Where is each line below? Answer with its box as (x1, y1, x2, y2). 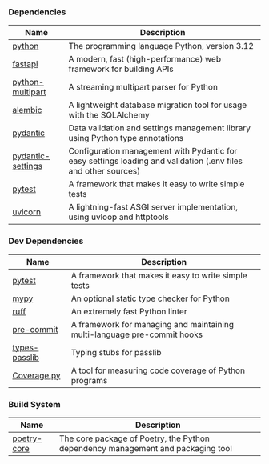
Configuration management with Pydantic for (68, 146, 238, 157)
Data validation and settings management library (68, 122, 251, 134)
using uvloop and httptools (68, 211, 170, 222)
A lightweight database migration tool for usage (68, 99, 247, 110)
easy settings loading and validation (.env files (68, 155, 243, 166)
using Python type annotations (68, 133, 184, 144)
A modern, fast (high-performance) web (68, 54, 222, 65)
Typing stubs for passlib (70, 346, 162, 358)
